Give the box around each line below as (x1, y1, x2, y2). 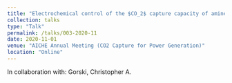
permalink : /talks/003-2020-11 (7, 29, 97, 37)
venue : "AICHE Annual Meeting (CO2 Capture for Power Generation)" (7, 42, 206, 49)
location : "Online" (7, 49, 64, 56)
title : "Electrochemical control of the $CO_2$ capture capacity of (7, 10, 209, 17)
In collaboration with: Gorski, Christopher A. (7, 67, 132, 76)
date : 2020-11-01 (7, 36, 57, 43)
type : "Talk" (7, 23, 45, 30)
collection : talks (7, 17, 60, 24)
